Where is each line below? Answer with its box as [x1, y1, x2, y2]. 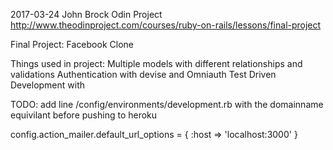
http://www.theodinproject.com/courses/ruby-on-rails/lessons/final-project [10, 19, 322, 31]
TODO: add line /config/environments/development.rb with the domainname [10, 99, 324, 110]
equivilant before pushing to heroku [10, 109, 158, 121]
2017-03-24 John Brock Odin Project [10, 9, 163, 20]
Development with [10, 79, 86, 91]
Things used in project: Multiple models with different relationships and [10, 58, 303, 69]
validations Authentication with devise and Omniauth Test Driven [10, 69, 277, 80]
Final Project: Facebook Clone [10, 39, 134, 50]
